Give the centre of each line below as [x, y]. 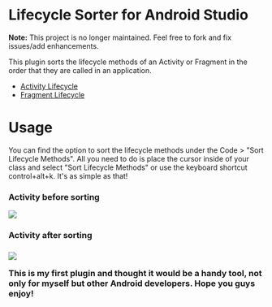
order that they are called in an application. [80, 70]
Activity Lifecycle [49, 86]
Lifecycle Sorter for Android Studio [129, 15]
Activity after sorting [50, 236]
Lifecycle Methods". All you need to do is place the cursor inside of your [129, 158]
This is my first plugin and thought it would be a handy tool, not [135, 274]
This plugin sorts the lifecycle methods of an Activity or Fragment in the [128, 62]
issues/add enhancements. [54, 45]
